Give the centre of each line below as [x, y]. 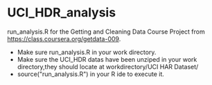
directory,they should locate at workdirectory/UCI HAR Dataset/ [108, 66]
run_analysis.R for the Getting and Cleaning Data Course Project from [106, 32]
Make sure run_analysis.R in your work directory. [87, 52]
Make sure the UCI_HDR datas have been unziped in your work [107, 59]
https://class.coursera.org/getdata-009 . [64, 38]
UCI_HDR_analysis [62, 13]
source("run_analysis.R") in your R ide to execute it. [91, 74]
